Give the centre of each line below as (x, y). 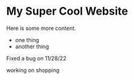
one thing (27, 40)
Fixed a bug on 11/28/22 (37, 58)
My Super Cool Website (67, 11)
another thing (32, 46)
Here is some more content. (41, 28)
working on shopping (33, 70)
